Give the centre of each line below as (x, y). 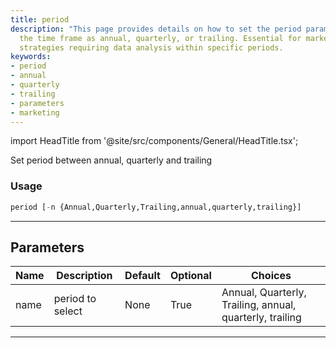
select (68, 311)
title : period (40, 19)
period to (75, 299)
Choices (271, 276)
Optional (190, 276)
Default (142, 276)
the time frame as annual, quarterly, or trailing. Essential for (160, 38)
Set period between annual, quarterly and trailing (111, 160)
